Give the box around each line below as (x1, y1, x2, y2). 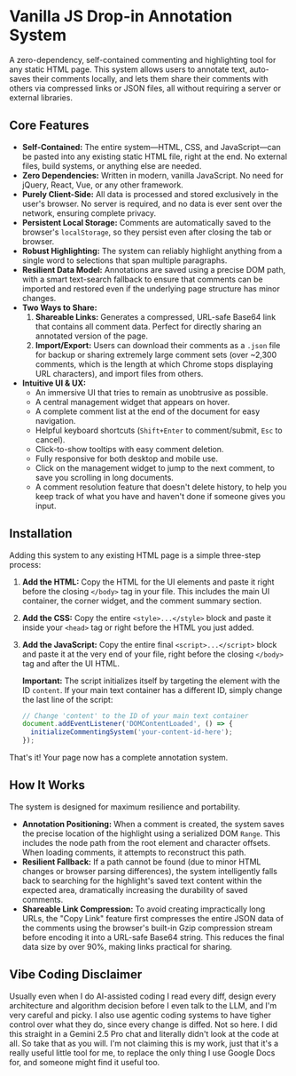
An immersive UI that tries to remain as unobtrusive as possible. (35, 387, 269, 397)
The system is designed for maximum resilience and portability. (9, 801, 241, 812)
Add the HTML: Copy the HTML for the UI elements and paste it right (21, 576, 275, 587)
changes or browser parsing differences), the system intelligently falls (21, 865, 277, 876)
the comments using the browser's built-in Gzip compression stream (21, 922, 273, 933)
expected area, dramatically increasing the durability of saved (21, 884, 248, 895)
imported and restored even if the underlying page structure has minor (21, 283, 281, 294)
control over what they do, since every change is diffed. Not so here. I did (9, 1019, 277, 1030)
